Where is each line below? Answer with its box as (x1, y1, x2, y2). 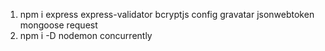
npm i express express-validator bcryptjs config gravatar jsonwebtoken (19, 9, 315, 20)
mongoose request (19, 19, 98, 31)
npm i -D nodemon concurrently (19, 30, 153, 41)
